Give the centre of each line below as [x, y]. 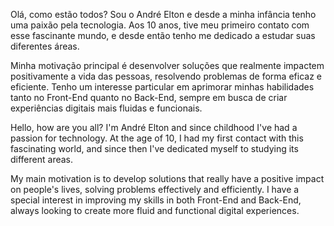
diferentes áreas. [45, 46]
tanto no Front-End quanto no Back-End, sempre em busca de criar [149, 97]
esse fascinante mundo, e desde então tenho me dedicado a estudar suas [163, 35]
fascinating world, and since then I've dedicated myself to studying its [154, 148]
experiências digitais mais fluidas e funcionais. [106, 108]
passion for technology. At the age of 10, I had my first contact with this [157, 138]
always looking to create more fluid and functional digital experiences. [155, 210]
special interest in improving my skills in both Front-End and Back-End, [156, 200]
